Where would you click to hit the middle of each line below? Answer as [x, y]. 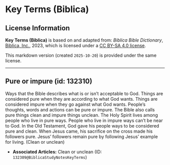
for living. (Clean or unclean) [35, 142]
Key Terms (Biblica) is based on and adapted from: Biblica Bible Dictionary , [84, 40]
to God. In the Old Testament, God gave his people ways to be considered [82, 126]
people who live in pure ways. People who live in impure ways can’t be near [84, 120]
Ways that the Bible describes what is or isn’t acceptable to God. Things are [84, 93]
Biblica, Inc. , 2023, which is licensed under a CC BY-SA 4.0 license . [76, 46]
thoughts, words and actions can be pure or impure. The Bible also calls [80, 109]
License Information [37, 28]
